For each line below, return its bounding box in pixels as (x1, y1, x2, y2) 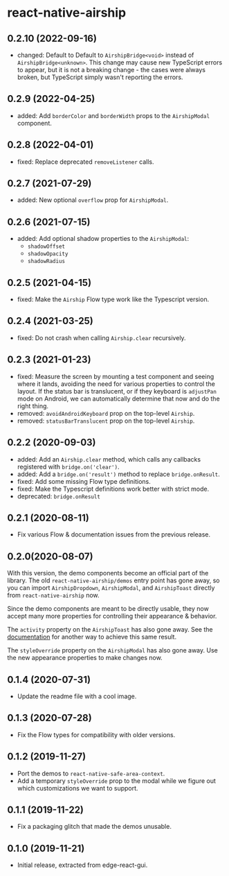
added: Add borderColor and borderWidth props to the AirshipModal (17, 111, 210, 119)
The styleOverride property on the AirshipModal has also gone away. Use (7, 646, 218, 655)
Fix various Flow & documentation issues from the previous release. (17, 530, 211, 539)
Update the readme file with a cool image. (17, 692, 137, 700)
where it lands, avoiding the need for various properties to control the (17, 380, 216, 388)
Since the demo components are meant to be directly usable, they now (7, 605, 209, 613)
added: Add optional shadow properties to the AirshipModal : (17, 235, 190, 243)
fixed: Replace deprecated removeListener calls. (17, 158, 154, 166)
